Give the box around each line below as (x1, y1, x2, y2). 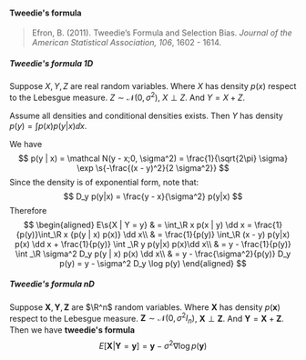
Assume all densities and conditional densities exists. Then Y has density (9, 110, 284, 121)
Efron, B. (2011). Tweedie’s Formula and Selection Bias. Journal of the (31, 27, 293, 38)
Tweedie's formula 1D (9, 57, 94, 68)
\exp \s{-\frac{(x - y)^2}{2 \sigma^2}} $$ (76, 162, 229, 173)
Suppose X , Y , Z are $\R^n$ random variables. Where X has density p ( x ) (9, 301, 280, 313)
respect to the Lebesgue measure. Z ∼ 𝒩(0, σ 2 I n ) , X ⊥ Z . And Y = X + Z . (9, 311, 284, 326)
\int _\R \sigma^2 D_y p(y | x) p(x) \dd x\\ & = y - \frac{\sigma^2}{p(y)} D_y (15, 248, 291, 259)
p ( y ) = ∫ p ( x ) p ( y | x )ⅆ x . (9, 120, 87, 131)
